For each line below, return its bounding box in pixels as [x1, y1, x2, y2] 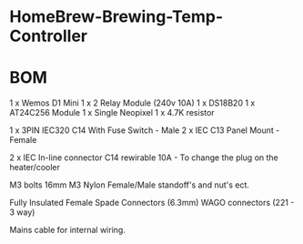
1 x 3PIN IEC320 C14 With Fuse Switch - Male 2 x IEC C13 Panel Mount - [9, 125, 280, 136]
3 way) [9, 207, 35, 218]
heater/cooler [9, 162, 61, 173]
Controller [9, 25, 88, 46]
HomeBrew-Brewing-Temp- [9, 6, 224, 27]
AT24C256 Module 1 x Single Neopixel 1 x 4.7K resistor [9, 107, 216, 118]
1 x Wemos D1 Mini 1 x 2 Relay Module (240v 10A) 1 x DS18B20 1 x [9, 97, 256, 108]
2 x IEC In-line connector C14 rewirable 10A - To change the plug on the [9, 152, 279, 163]
